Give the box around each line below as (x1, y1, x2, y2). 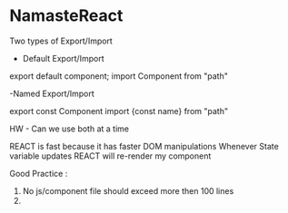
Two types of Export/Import (9, 35, 114, 46)
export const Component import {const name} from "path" (9, 105, 229, 116)
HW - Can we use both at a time (9, 123, 130, 134)
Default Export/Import (22, 53, 104, 63)
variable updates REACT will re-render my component (9, 150, 212, 161)
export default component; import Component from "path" (9, 70, 229, 82)
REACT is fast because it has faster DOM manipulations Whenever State (9, 140, 279, 151)
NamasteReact (9, 5, 124, 26)
